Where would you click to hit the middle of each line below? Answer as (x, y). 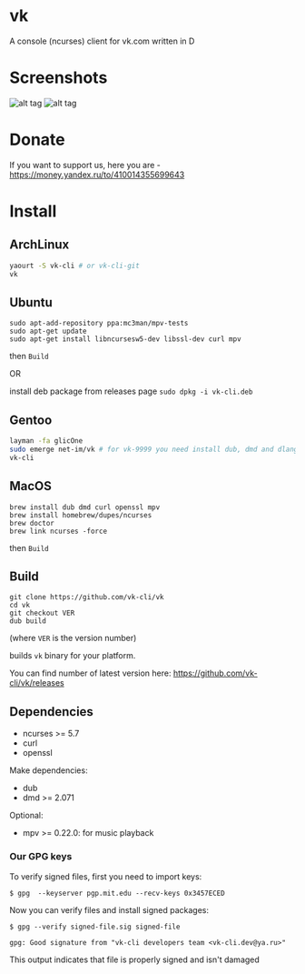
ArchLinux (39, 245)
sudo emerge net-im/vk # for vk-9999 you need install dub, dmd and (142, 450)
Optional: (26, 816)
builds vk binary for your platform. (73, 656)
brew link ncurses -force (58, 531)
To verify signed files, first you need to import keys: (106, 876)
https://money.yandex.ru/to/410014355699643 (97, 175)
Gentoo (31, 420)
